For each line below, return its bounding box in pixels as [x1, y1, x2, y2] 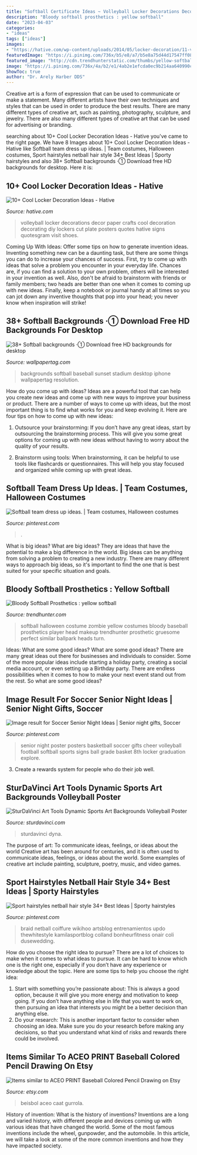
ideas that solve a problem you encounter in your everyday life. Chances [6, 262, 181, 269]
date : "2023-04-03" [6, 19, 54, 25]
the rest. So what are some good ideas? [6, 677, 103, 684]
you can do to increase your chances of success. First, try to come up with [6, 255, 187, 262]
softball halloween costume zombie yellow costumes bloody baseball [20, 623, 188, 630]
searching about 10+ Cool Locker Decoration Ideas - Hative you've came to [6, 133, 188, 140]
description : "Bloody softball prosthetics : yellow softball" [6, 14, 164, 20]
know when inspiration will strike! [6, 299, 87, 306]
